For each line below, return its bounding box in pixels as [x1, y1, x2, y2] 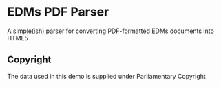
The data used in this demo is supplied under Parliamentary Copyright [7, 72, 207, 80]
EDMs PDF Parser [7, 4, 109, 20]
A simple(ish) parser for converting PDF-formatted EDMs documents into [7, 27, 215, 35]
